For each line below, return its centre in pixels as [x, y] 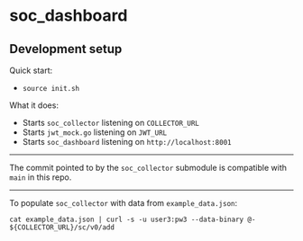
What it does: [34, 105]
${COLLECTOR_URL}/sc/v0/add [62, 228]
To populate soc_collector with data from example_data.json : [123, 203]
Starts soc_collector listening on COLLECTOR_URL [111, 123]
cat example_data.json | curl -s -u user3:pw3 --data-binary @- [133, 219]
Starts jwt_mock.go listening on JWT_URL [95, 132]
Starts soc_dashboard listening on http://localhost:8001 [127, 142]
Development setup [66, 49]
